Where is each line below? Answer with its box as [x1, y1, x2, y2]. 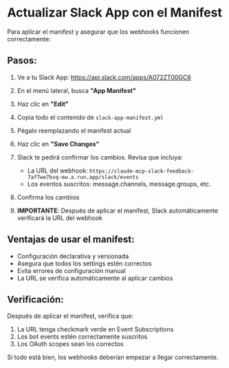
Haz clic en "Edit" [17, 100, 69, 108]
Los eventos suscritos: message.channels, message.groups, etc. [27, 180, 211, 188]
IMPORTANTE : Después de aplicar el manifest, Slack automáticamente [17, 206, 219, 215]
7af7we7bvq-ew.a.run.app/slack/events [27, 173, 139, 180]
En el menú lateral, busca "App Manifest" [17, 86, 136, 94]
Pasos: [7, 55, 37, 67]
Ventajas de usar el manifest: [7, 234, 135, 246]
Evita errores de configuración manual [17, 266, 126, 274]
